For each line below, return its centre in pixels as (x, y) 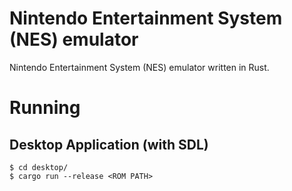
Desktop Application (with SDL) (109, 144)
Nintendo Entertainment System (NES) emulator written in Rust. (139, 67)
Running (45, 108)
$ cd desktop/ (39, 167)
